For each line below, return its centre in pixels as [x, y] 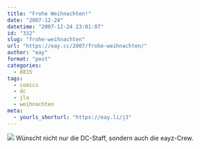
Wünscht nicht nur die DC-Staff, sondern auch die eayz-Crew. [105, 138]
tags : [15, 78]
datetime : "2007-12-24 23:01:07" [56, 26]
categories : [24, 65]
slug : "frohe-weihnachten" [46, 40]
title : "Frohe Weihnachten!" [49, 14]
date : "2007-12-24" [35, 20]
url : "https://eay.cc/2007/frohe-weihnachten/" [77, 46]
